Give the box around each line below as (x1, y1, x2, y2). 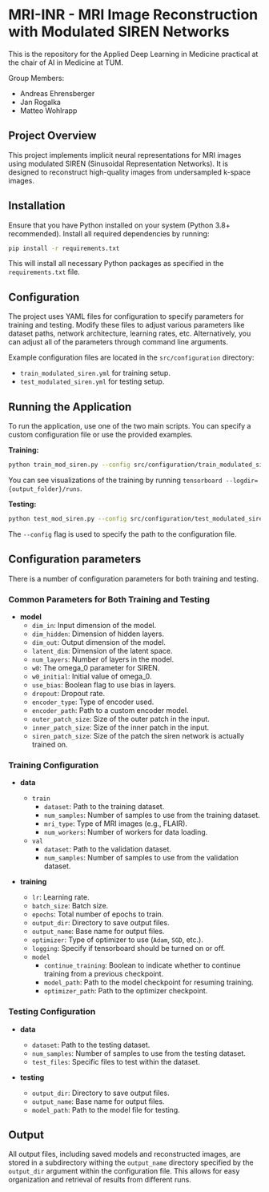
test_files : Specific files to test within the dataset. (31, 1057, 200, 1066)
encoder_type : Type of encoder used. (31, 697, 155, 707)
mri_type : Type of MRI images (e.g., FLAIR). (43, 819, 188, 828)
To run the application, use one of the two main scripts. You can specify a (8, 421, 251, 431)
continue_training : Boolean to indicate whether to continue (43, 960, 241, 970)
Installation (8, 199, 66, 213)
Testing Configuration (8, 1006, 96, 1017)
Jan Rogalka (19, 97, 62, 107)
